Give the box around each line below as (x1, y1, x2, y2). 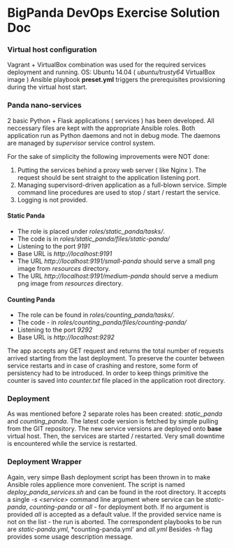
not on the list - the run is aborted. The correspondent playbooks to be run (7, 517, 222, 526)
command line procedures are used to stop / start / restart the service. (17, 188, 221, 197)
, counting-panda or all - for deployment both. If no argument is (25, 503, 210, 511)
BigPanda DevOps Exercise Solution (7, 5, 220, 21)
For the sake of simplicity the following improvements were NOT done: (7, 152, 210, 160)
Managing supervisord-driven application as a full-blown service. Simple (17, 181, 227, 189)
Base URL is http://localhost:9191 (17, 249, 112, 258)
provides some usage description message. (7, 532, 133, 540)
